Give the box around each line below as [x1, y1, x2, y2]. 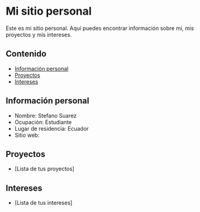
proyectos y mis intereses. [5, 31, 72, 38]
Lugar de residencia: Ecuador [14, 125, 89, 132]
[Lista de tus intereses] [14, 199, 73, 207]
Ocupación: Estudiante [14, 118, 72, 126]
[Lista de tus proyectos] [14, 165, 74, 172]
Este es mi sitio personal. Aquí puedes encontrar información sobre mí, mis [5, 24, 195, 32]
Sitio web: [14, 131, 40, 139]
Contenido [5, 49, 47, 59]
